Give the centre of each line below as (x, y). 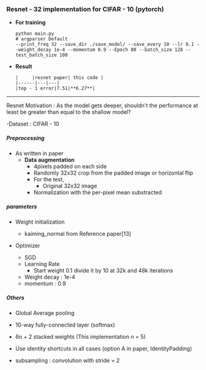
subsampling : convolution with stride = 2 (67, 361)
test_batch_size (36, 55)
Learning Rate (42, 264)
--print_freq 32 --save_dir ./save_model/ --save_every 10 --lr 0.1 (105, 45)
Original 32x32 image (70, 186)
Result (24, 67)
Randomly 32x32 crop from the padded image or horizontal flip (113, 173)
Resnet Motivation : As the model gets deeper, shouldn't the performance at (102, 105)
